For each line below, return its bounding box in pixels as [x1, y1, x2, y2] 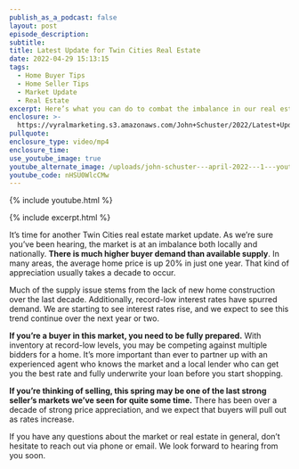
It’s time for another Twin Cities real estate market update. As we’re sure [9, 229, 274, 241]
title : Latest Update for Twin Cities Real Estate [9, 46, 201, 55]
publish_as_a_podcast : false [9, 12, 117, 22]
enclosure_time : [9, 145, 69, 154]
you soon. [9, 450, 46, 461]
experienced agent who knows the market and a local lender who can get [9, 358, 279, 370]
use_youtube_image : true [9, 153, 101, 163]
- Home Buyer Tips [17, 71, 86, 80]
